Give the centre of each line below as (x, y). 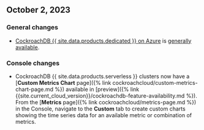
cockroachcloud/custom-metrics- (155, 82)
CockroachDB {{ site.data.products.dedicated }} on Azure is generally (103, 41)
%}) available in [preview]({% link (97, 89)
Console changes (33, 63)
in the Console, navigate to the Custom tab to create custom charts (100, 109)
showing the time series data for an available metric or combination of (103, 115)
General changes (32, 27)
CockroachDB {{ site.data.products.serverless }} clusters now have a (102, 76)
